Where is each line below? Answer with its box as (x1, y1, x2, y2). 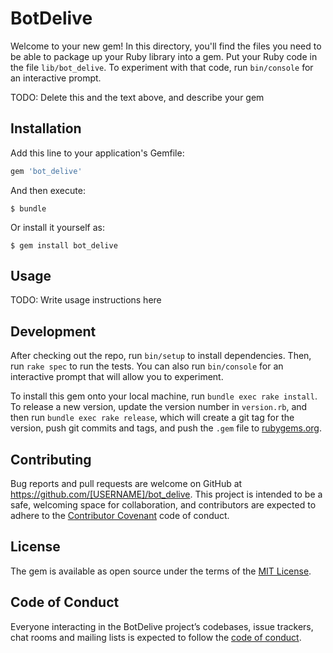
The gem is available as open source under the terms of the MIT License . (10, 565, 312, 577)
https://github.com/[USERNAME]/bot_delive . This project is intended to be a (10, 488, 323, 501)
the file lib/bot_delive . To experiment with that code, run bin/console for (10, 61, 314, 73)
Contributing (10, 451, 92, 468)
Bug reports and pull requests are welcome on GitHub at (10, 478, 243, 490)
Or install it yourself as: (10, 221, 105, 233)
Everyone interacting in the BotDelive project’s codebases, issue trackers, (10, 620, 314, 632)
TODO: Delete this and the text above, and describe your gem (10, 91, 265, 103)
